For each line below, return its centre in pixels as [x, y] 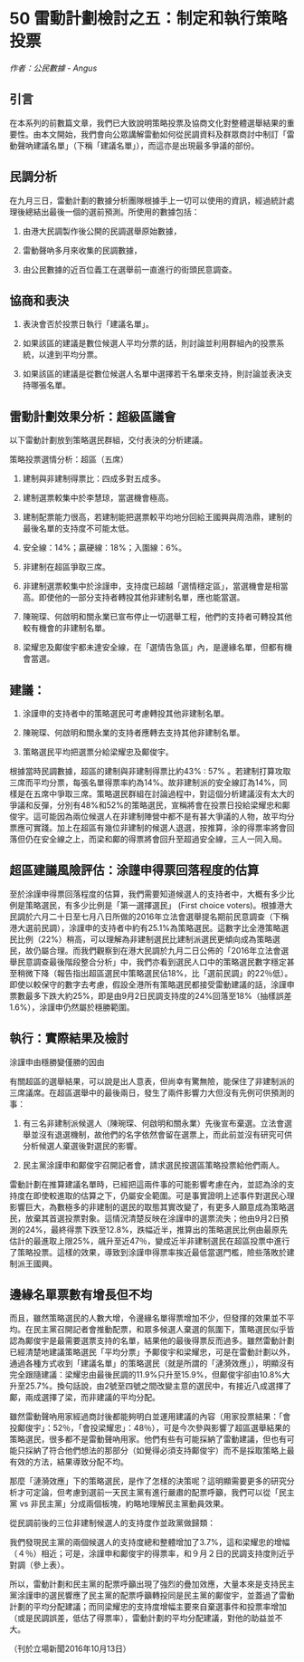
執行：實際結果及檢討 [69, 1038]
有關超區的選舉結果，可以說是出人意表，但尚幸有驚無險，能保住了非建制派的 [152, 1081]
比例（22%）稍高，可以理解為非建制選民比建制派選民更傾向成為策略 [145, 939]
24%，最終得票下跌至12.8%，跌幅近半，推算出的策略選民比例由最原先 [156, 1229]
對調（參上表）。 [39, 1565]
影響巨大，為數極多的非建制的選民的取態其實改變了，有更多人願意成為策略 [148, 1206]
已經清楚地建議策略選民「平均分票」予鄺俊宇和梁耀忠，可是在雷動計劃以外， [152, 1352]
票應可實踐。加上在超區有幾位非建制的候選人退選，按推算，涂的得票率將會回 [152, 828]
